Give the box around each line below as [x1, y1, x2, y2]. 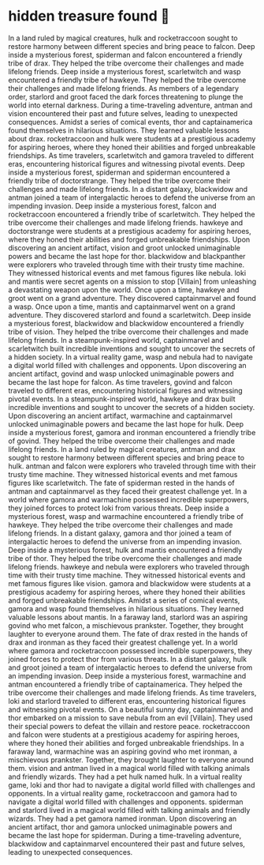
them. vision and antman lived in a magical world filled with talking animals [8, 763, 251, 773]
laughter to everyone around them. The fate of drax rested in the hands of [8, 629, 248, 638]
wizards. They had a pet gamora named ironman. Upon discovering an [8, 814, 237, 823]
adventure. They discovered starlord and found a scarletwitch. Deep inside [8, 310, 251, 319]
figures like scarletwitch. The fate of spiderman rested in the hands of [8, 478, 235, 487]
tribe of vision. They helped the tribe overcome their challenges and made [8, 327, 249, 337]
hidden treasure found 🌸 [8, 7, 170, 25]
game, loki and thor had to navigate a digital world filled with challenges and [8, 780, 255, 789]
